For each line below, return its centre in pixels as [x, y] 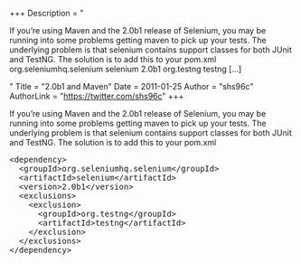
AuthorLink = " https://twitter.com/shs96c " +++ [97, 96]
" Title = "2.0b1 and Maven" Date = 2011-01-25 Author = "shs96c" [132, 86]
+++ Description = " [47, 13]
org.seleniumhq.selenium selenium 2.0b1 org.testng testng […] [126, 69]
